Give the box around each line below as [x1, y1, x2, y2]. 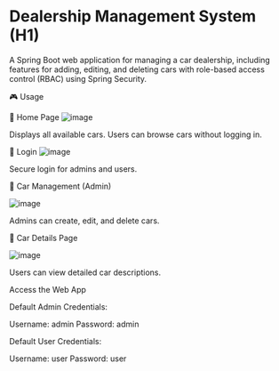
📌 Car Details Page [9, 232, 78, 243]
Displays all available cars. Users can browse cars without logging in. [9, 129, 262, 140]
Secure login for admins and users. [9, 163, 138, 174]
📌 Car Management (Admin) [9, 181, 112, 191]
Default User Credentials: [9, 335, 102, 346]
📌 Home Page [9, 111, 60, 122]
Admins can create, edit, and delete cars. [9, 215, 160, 226]
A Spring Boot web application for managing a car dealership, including [9, 54, 271, 65]
